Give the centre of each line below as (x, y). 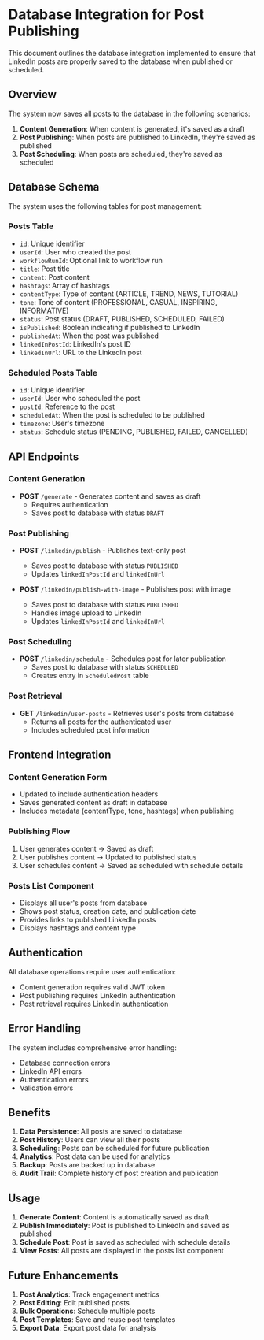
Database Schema (54, 187)
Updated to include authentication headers (89, 794)
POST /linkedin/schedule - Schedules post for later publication (123, 659)
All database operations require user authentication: (92, 971)
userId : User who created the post (75, 252)
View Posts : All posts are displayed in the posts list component (121, 1251)
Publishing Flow (39, 831)
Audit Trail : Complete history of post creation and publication (119, 1173)
